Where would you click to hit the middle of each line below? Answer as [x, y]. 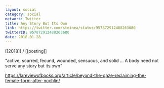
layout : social [21, 10]
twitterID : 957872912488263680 [37, 32]
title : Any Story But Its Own [36, 23]
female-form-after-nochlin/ [33, 80]
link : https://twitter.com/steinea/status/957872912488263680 [70, 28]
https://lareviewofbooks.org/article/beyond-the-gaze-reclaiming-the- [76, 75]
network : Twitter [23, 19]
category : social [23, 14]
